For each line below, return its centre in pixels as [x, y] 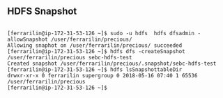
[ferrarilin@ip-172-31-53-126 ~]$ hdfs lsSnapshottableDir [95, 69]
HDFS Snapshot [42, 11]
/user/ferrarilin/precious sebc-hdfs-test [70, 57]
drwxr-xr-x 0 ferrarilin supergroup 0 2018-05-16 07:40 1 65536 [102, 75]
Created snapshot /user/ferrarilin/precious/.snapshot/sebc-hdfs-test [112, 63]
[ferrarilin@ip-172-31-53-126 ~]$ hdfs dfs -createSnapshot [97, 51]
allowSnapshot [28, 39]
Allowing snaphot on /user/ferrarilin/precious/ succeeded [95, 45]
